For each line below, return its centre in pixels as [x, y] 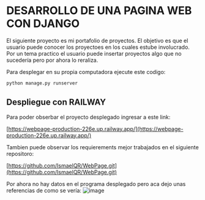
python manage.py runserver [42, 83]
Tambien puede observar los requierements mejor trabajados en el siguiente [102, 147]
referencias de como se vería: [44, 190]
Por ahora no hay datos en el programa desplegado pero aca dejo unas [96, 183]
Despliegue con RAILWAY [56, 102]
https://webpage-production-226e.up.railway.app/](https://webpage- [96, 128]
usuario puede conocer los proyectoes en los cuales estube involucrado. [98, 47]
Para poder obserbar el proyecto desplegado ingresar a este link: [88, 117]
